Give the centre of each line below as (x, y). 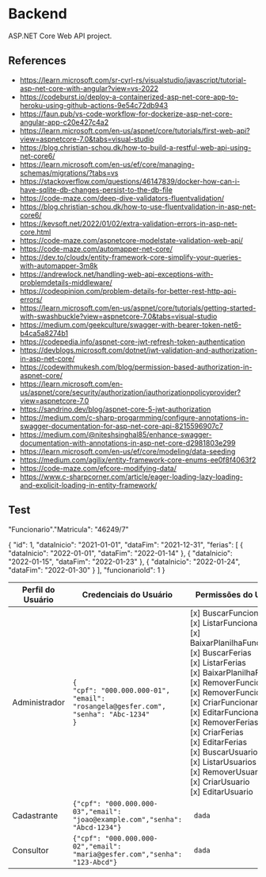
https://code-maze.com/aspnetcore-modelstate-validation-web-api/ (131, 240)
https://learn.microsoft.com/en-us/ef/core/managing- (107, 164)
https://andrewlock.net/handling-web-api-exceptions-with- (116, 274)
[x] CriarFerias (217, 732)
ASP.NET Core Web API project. (60, 36)
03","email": (97, 811)
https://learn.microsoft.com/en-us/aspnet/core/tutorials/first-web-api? (135, 130)
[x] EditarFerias (218, 742)
